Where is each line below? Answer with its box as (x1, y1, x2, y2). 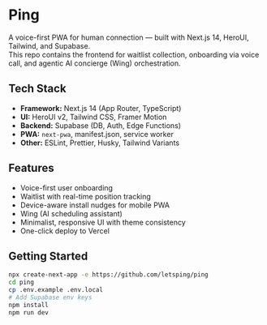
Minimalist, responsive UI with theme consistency (19, 217, 187, 227)
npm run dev (8, 308, 49, 317)
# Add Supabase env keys (8, 293, 93, 301)
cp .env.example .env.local (8, 286, 104, 294)
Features (8, 161, 54, 175)
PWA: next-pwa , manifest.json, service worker (19, 129, 174, 139)
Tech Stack (8, 82, 67, 96)
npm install (8, 301, 49, 309)
